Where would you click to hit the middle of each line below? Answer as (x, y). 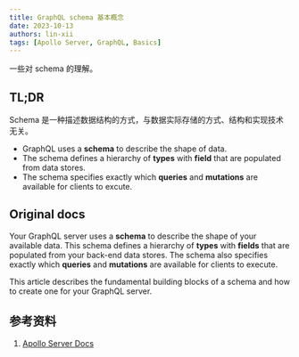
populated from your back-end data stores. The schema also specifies (139, 255)
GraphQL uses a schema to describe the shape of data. (125, 149)
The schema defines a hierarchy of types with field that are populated (151, 158)
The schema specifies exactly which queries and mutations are (140, 177)
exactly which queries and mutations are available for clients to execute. (144, 264)
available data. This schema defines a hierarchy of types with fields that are (149, 245)
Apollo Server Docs (58, 343)
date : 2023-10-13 (42, 26)
